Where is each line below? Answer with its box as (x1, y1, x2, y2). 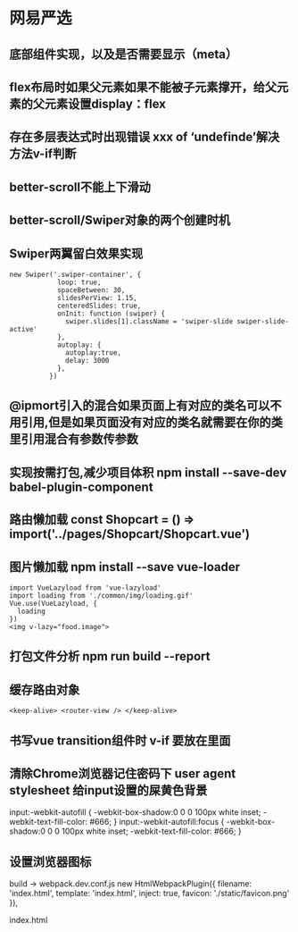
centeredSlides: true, (56, 301, 142, 310)
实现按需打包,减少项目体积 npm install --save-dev (9, 465, 287, 480)
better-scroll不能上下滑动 (9, 180, 152, 195)
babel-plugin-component (9, 479, 153, 494)
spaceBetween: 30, (56, 285, 126, 295)
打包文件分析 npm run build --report (9, 649, 211, 664)
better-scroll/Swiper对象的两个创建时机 (9, 213, 230, 228)
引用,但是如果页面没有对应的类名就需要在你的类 (21, 415, 284, 430)
